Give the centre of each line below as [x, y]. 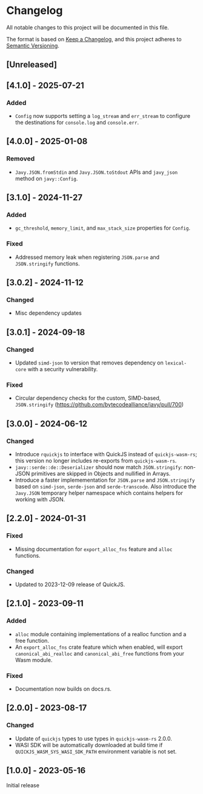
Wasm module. [34, 660]
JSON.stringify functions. [47, 263]
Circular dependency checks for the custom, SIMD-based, [88, 398]
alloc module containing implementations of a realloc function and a [101, 634]
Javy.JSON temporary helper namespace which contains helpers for [99, 493]
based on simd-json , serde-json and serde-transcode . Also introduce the [106, 487]
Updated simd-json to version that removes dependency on [89, 363]
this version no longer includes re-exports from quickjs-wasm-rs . [96, 461]
